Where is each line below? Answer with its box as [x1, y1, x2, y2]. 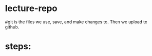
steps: [5, 41, 32, 52]
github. [5, 24, 19, 29]
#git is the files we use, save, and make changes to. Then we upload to [5, 19, 148, 25]
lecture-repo [5, 3, 57, 14]
